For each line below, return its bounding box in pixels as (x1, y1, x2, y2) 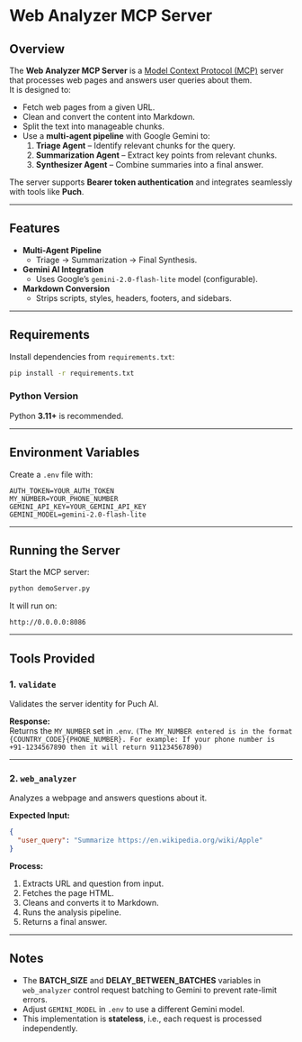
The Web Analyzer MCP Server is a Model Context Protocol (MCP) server (9, 65, 285, 76)
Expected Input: (9, 810, 70, 821)
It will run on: (9, 600, 58, 611)
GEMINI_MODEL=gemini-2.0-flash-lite (9, 510, 147, 519)
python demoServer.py (9, 584, 91, 593)
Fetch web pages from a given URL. (22, 102, 155, 113)
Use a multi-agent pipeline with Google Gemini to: (22, 131, 211, 141)
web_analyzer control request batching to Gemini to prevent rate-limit (22, 984, 277, 995)
